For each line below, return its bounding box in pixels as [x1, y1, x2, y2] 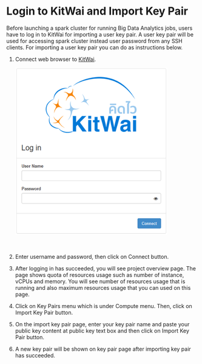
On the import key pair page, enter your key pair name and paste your [15, 321, 190, 328]
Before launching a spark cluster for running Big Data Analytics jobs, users [6, 24, 193, 32]
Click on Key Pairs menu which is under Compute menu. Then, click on [15, 303, 192, 310]
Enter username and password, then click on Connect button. [15, 253, 169, 261]
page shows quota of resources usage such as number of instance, [15, 272, 184, 279]
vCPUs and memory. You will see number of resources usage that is [15, 278, 186, 285]
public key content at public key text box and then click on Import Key [15, 327, 190, 335]
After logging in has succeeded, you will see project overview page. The [15, 265, 196, 272]
